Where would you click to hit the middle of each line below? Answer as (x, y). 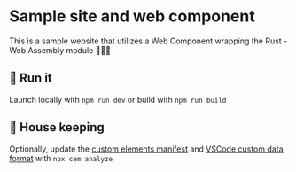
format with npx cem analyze (61, 158)
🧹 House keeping (57, 127)
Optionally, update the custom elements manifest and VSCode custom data (146, 149)
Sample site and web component (132, 16)
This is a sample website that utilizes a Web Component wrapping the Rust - (148, 41)
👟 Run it (31, 78)
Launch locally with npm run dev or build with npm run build (118, 99)
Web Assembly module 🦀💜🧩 (60, 50)
